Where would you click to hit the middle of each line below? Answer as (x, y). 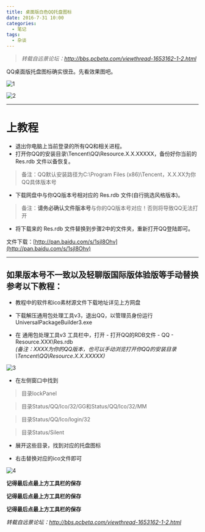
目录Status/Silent (43, 432)
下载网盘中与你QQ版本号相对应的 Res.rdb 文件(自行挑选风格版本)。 (99, 195)
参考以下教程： (34, 286)
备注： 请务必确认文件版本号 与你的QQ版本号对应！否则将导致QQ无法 (107, 208)
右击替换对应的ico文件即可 (49, 458)
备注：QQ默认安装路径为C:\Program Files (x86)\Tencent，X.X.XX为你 (109, 174)
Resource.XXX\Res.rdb (44, 342)
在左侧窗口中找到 (37, 380)
